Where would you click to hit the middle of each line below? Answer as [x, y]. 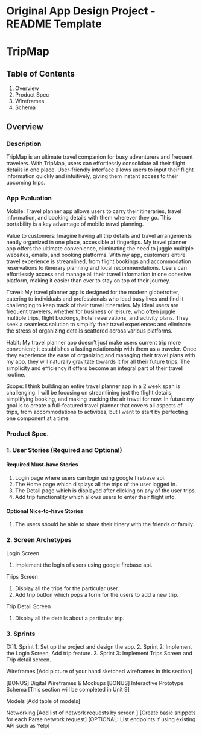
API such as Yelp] [28, 726]
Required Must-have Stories [42, 464]
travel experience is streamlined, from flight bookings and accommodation [99, 261]
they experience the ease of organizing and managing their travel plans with [101, 355]
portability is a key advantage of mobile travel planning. [75, 224]
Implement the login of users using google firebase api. [84, 565]
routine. [16, 375]
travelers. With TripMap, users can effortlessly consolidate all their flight [96, 163]
